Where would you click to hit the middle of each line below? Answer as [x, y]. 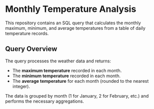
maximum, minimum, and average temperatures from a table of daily [75, 28]
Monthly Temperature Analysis [71, 9]
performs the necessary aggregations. [45, 101]
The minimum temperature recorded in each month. [66, 76]
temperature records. [27, 33]
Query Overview [31, 49]
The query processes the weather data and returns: [58, 61]
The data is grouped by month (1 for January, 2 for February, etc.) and [77, 96]
